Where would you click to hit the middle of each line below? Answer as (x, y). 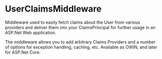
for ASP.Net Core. (23, 52)
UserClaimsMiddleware (53, 9)
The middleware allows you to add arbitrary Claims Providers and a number (81, 42)
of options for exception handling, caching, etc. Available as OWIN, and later (81, 47)
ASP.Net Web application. (31, 32)
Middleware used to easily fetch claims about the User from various (73, 22)
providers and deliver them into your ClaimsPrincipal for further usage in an (80, 27)
